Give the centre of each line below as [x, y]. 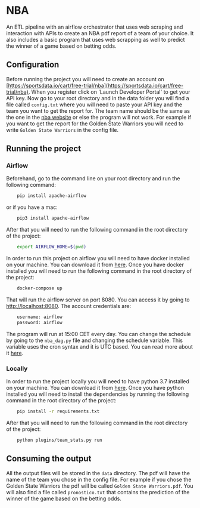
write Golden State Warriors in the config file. [62, 130]
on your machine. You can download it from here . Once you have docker [95, 265]
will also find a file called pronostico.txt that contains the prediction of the [98, 492]
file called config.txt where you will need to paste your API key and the [94, 104]
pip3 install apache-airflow [53, 218]
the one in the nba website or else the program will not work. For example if [99, 117]
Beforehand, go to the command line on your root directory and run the [93, 178]
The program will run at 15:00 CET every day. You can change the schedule [99, 334]
